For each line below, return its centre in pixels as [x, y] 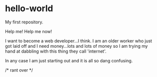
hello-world [29, 9]
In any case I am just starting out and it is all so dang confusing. [69, 60]
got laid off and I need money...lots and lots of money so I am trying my [76, 46]
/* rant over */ [19, 70]
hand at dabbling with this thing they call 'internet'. [56, 51]
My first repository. [24, 22]
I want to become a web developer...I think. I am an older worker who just [78, 41]
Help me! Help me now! [29, 31]
